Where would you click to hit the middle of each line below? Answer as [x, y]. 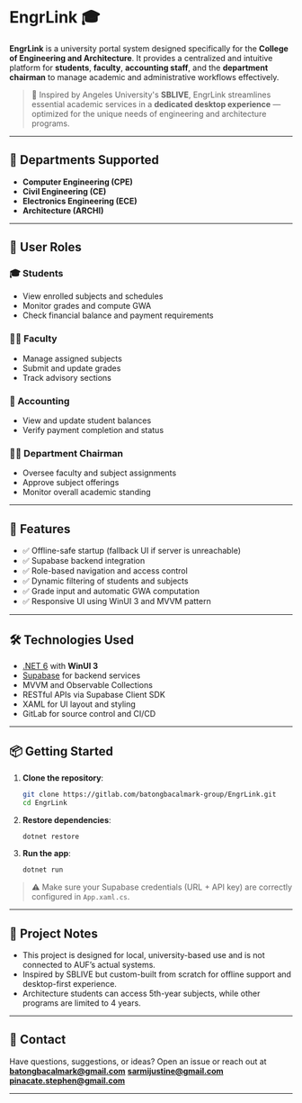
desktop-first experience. [69, 984]
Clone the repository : [63, 778]
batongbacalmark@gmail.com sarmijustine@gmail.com [116, 1071]
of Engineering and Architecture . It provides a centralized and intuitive [141, 58]
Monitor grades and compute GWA [87, 306]
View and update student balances [87, 420]
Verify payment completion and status [93, 430]
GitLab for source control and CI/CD [89, 713]
